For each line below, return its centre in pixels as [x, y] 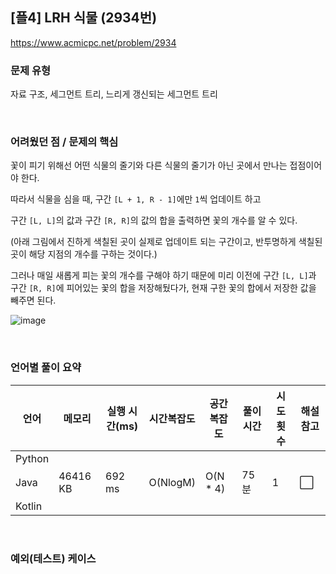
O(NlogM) [172, 482]
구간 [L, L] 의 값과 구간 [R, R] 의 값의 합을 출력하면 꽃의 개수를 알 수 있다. [154, 220]
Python [32, 458]
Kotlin [29, 506]
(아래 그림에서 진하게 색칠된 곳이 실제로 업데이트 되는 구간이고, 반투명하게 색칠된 [166, 242]
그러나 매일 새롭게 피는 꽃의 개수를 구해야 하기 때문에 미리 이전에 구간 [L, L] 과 [163, 275]
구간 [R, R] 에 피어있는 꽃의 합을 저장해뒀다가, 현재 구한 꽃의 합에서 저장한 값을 [163, 288]
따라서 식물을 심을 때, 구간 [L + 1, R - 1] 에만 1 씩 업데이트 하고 [136, 199]
